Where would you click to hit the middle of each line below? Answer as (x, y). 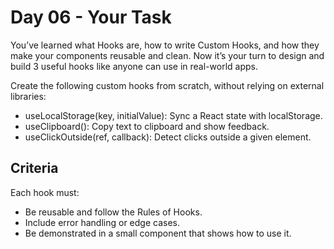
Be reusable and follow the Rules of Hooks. (113, 212)
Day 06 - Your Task (91, 17)
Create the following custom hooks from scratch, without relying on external (167, 85)
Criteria (34, 168)
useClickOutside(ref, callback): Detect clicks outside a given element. (168, 137)
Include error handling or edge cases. (102, 222)
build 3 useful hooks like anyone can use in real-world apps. (134, 66)
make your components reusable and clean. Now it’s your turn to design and (167, 55)
